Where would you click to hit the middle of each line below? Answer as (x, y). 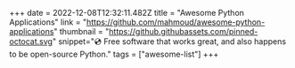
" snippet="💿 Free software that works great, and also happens (169, 42)
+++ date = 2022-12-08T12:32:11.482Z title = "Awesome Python (127, 13)
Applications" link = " (48, 22)
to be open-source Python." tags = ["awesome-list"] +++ (114, 54)
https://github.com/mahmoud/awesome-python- (176, 22)
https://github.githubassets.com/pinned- (183, 31)
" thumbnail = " (81, 31)
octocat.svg (31, 42)
